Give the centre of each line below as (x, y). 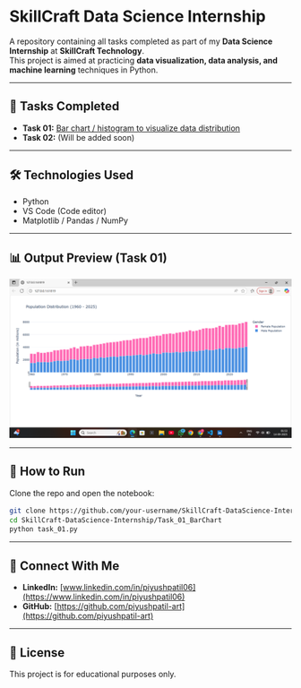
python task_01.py (43, 529)
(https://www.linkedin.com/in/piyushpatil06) (103, 597)
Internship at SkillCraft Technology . (77, 50)
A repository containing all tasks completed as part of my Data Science (141, 41)
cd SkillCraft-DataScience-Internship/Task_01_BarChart (116, 520)
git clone (28, 511)
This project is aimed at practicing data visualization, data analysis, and (143, 60)
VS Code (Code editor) (64, 211)
